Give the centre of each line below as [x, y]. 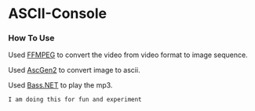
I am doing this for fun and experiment [75, 100]
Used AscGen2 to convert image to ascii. [74, 70]
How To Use [31, 38]
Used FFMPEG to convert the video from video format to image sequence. [128, 55]
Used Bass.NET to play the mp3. [60, 85]
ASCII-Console [58, 14]
